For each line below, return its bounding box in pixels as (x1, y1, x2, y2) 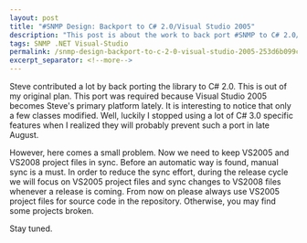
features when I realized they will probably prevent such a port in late (9, 120, 270, 131)
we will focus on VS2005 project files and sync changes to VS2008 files (9, 176, 281, 187)
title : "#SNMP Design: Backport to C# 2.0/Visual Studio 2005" (9, 22, 256, 31)
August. (9, 130, 39, 140)
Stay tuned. (9, 223, 53, 234)
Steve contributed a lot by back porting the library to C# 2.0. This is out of (9, 81, 288, 91)
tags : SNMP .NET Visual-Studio (9, 38, 129, 48)
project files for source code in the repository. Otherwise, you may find (9, 195, 277, 206)
